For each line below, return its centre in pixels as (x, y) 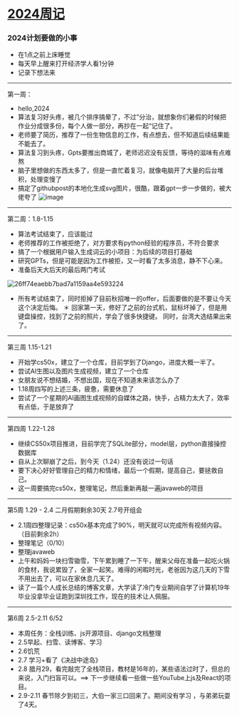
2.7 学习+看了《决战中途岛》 (59, 660)
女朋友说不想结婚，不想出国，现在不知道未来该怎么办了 (99, 380)
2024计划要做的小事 (42, 38)
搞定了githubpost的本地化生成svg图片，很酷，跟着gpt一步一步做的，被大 (124, 188)
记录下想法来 (36, 73)
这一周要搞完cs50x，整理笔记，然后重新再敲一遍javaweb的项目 (111, 489)
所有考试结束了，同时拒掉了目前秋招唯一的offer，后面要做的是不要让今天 (124, 298)
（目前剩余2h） (40, 534)
